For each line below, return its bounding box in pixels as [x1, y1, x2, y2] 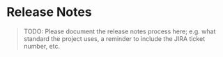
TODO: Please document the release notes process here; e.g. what [23, 27, 216, 35]
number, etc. [23, 42, 61, 50]
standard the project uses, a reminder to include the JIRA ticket [23, 34, 206, 42]
